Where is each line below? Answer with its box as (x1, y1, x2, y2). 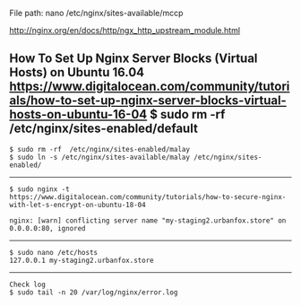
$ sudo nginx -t (9, 184, 70, 194)
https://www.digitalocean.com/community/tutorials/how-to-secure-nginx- (9, 192, 287, 201)
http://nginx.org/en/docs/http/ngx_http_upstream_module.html (9, 25, 240, 35)
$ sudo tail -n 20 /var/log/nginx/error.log (9, 287, 178, 297)
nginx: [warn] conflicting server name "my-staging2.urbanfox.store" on (9, 215, 287, 225)
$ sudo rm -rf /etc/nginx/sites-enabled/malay (9, 144, 191, 153)
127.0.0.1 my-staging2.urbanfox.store (9, 256, 154, 265)
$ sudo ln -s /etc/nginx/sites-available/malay (9, 153, 191, 162)
